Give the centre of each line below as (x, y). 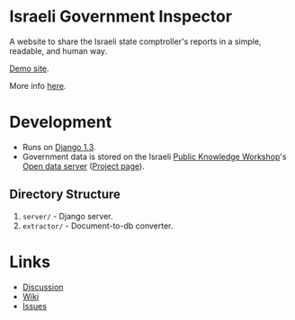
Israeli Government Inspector (121, 17)
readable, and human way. (58, 50)
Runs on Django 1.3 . (59, 147)
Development (61, 122)
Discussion (43, 287)
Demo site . (29, 68)
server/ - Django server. (68, 216)
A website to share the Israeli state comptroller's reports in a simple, (135, 41)
